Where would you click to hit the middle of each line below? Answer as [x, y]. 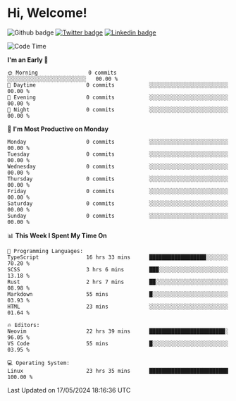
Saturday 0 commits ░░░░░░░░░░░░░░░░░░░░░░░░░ [118, 203]
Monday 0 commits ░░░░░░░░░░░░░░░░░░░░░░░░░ [118, 142]
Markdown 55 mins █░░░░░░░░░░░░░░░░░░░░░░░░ [118, 294]
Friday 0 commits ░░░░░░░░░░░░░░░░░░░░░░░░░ [118, 191]
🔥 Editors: [24, 325]
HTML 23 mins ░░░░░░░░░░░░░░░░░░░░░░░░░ [118, 307]
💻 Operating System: [39, 363]
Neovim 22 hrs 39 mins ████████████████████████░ [118, 331]
